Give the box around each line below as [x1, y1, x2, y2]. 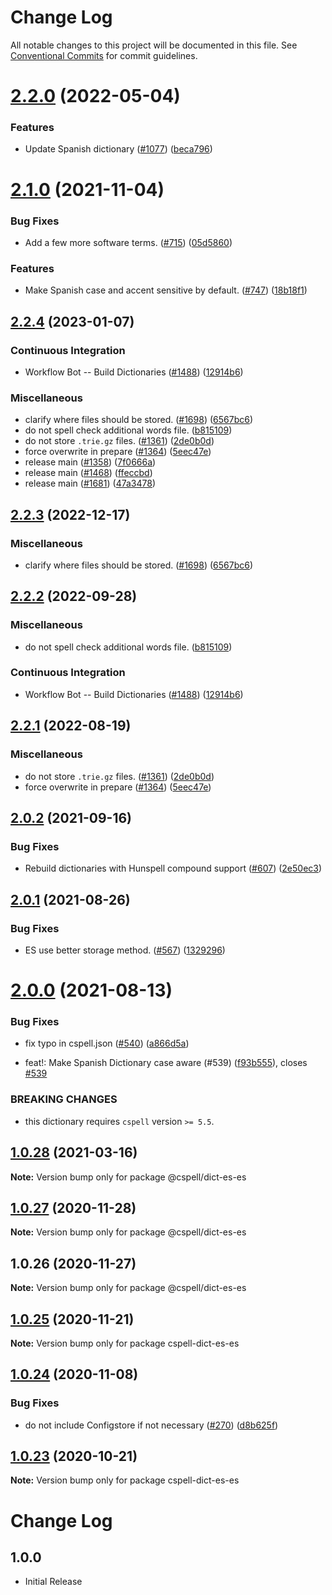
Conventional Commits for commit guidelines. [10, 49, 198, 61]
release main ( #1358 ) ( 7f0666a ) [24, 456, 157, 468]
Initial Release [24, 1576, 83, 1588]
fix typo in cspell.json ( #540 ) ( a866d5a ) [24, 1037, 190, 1050]
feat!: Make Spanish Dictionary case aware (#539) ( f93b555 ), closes [24, 1057, 308, 1069]
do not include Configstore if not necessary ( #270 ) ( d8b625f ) [24, 1419, 279, 1431]
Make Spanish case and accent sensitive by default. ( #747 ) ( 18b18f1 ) [24, 284, 308, 296]
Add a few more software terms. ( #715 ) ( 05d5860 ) [24, 236, 233, 248]
